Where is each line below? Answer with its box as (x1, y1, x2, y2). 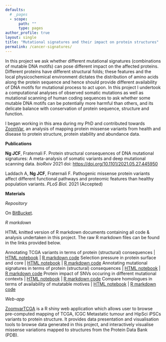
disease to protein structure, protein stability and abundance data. (5, 131, 141, 137)
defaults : (5, 7, 26, 12)
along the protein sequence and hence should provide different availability (5, 79, 158, 85)
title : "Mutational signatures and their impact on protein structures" (5, 40, 159, 45)
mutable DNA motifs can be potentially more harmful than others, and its (5, 100, 154, 106)
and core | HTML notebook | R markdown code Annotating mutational (5, 259, 148, 266)
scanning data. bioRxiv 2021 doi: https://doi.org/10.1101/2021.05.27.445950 (5, 161, 158, 167)
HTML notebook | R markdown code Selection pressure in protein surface (5, 255, 157, 260)
